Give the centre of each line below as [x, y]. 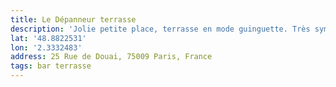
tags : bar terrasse [51, 66]
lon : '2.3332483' [46, 47]
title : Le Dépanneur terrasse [73, 19]
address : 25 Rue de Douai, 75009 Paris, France [111, 57]
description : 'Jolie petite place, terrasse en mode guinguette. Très [160, 29]
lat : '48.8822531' [48, 38]
